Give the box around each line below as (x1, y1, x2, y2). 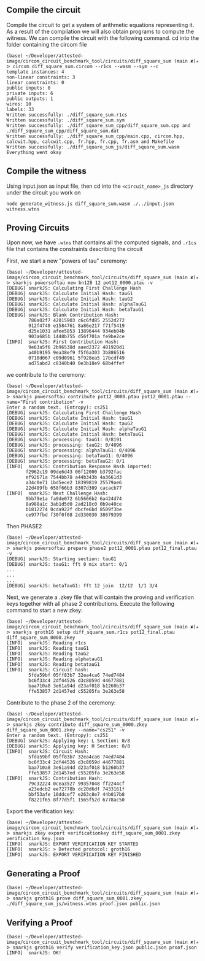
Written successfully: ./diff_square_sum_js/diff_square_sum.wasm (6, 144, 180, 150)
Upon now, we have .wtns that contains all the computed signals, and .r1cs (6, 239, 197, 246)
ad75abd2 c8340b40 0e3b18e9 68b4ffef (28, 360, 125, 367)
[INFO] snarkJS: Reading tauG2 (6, 650, 89, 657)
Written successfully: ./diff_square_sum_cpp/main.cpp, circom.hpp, (6, 133, 185, 139)
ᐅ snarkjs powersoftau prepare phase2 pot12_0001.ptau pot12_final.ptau (6, 546, 197, 552)
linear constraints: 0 (6, 79, 64, 85)
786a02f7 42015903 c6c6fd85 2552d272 (28, 317, 125, 324)
